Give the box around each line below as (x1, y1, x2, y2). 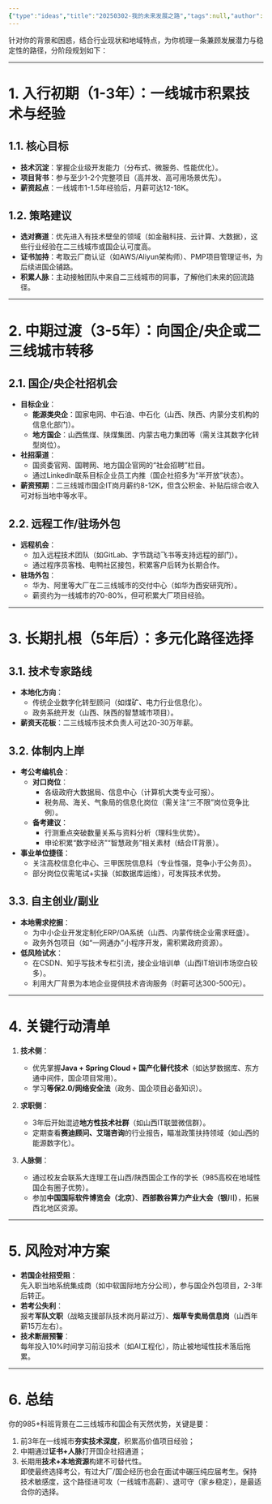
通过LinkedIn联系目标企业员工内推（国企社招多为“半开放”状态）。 (32, 471, 249, 480)
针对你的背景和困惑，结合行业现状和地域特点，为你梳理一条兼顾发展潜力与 (8, 35, 257, 45)
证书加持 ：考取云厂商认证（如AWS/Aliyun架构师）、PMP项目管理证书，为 (19, 252, 263, 262)
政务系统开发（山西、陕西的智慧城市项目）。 (32, 707, 178, 718)
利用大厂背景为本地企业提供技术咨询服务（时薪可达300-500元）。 (32, 978, 251, 988)
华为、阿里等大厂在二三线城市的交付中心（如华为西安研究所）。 (32, 581, 242, 591)
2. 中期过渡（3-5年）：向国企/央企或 (8, 321, 247, 340)
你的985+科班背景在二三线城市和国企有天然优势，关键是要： (8, 1419, 210, 1429)
